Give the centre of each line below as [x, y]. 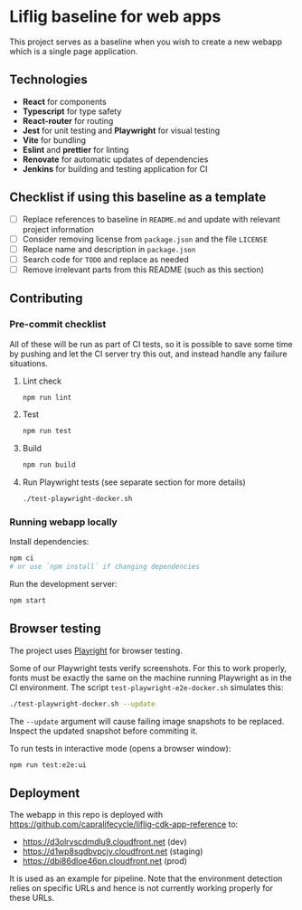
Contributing [46, 299]
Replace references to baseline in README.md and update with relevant [151, 219]
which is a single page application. [74, 51]
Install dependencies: [49, 542]
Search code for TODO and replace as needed [106, 259]
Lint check [42, 381]
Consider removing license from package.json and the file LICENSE [145, 239]
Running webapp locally [63, 522]
